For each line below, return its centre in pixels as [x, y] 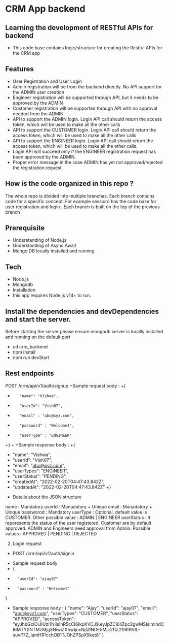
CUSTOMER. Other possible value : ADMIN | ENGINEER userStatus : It [78, 517]
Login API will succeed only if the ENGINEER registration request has [84, 151]
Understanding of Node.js [39, 240]
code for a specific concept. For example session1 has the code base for [81, 201]
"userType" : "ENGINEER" [46, 435]
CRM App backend [45, 9]
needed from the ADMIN [38, 114]
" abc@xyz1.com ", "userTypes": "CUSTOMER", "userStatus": [75, 613]
